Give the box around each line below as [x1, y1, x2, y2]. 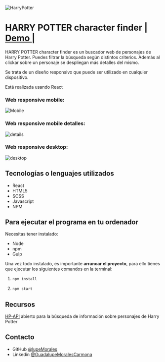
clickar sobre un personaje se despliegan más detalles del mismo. [5, 60, 139, 65]
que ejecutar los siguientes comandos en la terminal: [5, 266, 113, 272]
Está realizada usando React [5, 84, 63, 90]
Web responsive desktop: [5, 144, 68, 151]
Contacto [5, 333, 35, 342]
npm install [12, 277, 37, 282]
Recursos [5, 300, 36, 308]
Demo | [5, 33, 36, 44]
